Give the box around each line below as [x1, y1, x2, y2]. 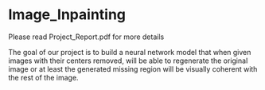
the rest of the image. [8, 72, 79, 82]
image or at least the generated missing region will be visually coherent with [8, 64, 258, 73]
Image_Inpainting [8, 6, 126, 24]
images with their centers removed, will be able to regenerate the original [8, 56, 248, 65]
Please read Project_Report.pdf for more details [8, 32, 165, 41]
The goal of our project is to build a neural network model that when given [8, 47, 251, 57]
